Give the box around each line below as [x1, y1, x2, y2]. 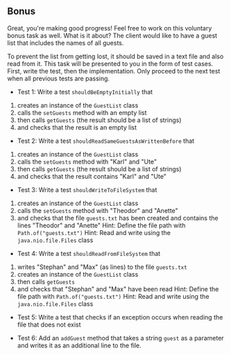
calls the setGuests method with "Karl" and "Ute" [17, 157, 157, 166]
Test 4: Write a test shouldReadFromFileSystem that [17, 249, 161, 257]
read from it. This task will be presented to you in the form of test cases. [7, 59, 214, 68]
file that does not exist [17, 320, 81, 329]
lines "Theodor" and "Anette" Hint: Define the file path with [17, 221, 186, 230]
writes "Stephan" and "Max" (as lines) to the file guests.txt [17, 263, 187, 271]
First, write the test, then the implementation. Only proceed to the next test [7, 67, 221, 75]
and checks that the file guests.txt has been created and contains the [17, 214, 219, 222]
